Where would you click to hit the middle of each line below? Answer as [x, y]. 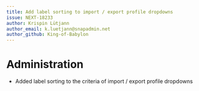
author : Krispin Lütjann [38, 23]
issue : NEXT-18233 [30, 18]
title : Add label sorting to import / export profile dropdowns [90, 12]
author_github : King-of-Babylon [47, 35]
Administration [45, 65]
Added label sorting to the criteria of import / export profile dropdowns [104, 81]
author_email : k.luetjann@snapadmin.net [59, 29]
